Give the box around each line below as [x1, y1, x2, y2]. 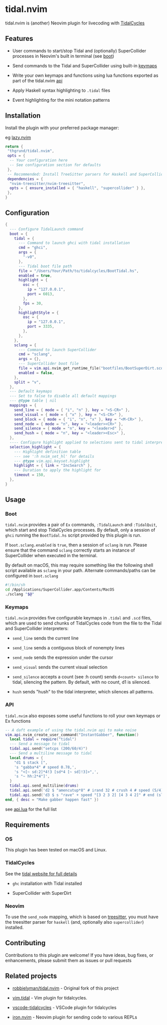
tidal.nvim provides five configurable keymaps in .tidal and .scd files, [5, 615, 152, 621]
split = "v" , [14, 380, 41, 385]
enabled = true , [18, 273, 52, 278]
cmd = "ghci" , [18, 245, 48, 250]
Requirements [5, 820, 50, 829]
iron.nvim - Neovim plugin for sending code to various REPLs [12, 1014, 138, 1020]
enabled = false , [18, 370, 55, 375]
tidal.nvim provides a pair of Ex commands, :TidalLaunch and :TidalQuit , [5, 522, 158, 528]
